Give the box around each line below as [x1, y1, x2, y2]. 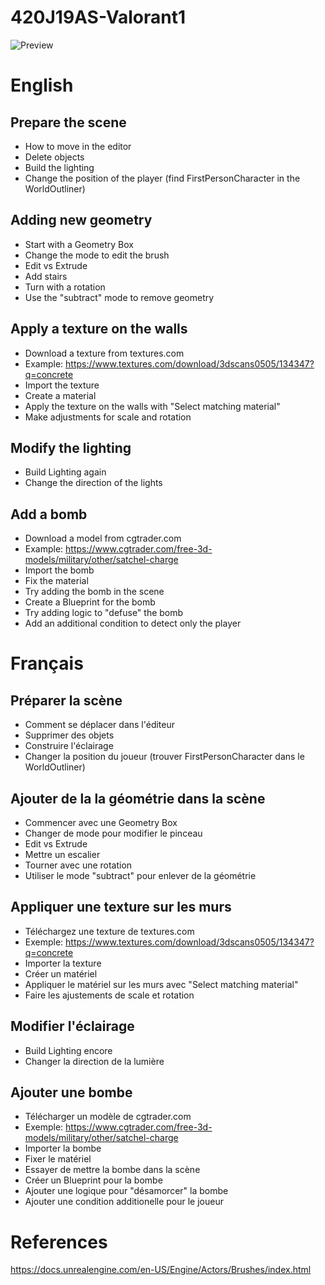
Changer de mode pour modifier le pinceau [24, 827, 203, 839]
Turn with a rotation [24, 281, 106, 293]
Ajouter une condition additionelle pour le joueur [24, 1196, 224, 1208]
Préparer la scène [10, 692, 123, 709]
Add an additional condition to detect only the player [24, 617, 242, 630]
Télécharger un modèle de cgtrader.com [24, 1111, 192, 1123]
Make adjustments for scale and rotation [24, 411, 192, 423]
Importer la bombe [24, 1142, 102, 1155]
